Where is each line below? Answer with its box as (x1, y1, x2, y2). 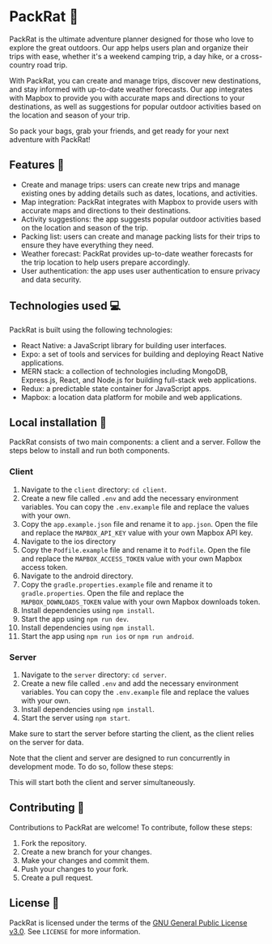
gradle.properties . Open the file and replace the (20, 588, 185, 597)
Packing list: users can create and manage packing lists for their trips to (20, 231, 261, 241)
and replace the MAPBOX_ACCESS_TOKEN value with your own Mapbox (20, 554, 243, 563)
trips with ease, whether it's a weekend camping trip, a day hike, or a (9, 51, 240, 61)
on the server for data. (9, 737, 84, 747)
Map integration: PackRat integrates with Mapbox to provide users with (20, 196, 258, 206)
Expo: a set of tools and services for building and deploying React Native (20, 349, 264, 359)
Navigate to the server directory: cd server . (20, 670, 167, 679)
